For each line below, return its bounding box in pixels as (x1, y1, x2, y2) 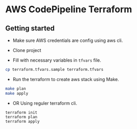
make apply (5, 91, 29, 96)
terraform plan (5, 114, 38, 119)
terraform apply (5, 119, 40, 124)
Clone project (12, 47, 42, 53)
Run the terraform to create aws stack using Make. (12, 76, 119, 82)
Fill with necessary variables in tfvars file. (12, 57, 101, 63)
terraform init (5, 110, 38, 115)
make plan (5, 86, 26, 91)
